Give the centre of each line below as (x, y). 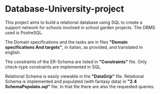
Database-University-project (65, 9)
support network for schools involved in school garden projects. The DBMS (80, 27)
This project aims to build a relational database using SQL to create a (74, 22)
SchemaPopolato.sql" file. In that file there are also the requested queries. (80, 86)
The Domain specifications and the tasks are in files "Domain (66, 42)
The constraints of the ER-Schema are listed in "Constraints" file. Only (76, 62)
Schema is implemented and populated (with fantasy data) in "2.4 (71, 81)
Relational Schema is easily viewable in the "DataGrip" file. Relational (74, 76)
